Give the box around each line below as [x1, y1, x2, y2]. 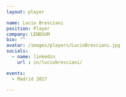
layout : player [6, 8, 45, 15]
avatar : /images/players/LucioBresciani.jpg [6, 42, 121, 48]
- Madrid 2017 [12, 76, 47, 82]
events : [6, 70, 26, 76]
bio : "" [6, 37, 26, 43]
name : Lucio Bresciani [6, 19, 64, 26]
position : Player [6, 25, 50, 32]
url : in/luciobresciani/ [17, 59, 83, 65]
